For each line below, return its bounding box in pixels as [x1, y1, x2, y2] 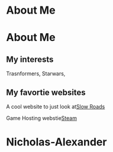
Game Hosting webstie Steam [6, 115, 77, 122]
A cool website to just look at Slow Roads [6, 103, 105, 110]
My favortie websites [6, 87, 86, 97]
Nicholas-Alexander [6, 135, 107, 149]
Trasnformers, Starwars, [6, 70, 66, 77]
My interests [6, 54, 54, 64]
